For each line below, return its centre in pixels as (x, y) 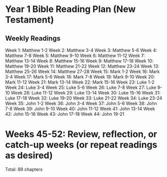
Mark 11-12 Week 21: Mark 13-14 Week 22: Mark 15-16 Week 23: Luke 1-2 (80, 82)
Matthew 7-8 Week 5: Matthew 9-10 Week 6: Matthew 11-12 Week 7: (75, 55)
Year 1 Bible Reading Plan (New (71, 9)
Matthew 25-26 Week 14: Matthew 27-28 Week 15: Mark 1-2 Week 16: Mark (83, 71)
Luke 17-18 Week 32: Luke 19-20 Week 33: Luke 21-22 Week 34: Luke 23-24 (84, 98)
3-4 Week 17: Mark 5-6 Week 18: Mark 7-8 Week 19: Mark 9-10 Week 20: (80, 77)
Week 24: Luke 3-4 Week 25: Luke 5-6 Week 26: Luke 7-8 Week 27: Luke (81, 87)
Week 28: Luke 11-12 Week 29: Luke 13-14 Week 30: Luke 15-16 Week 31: (85, 93)
